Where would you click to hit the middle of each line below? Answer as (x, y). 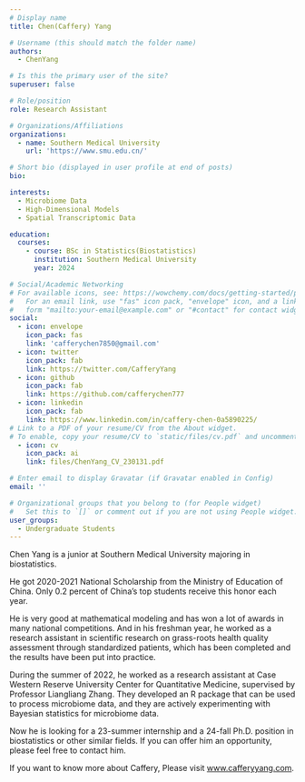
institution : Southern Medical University (115, 260)
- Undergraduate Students (67, 528)
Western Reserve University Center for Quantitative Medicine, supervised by (152, 685)
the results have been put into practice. (83, 657)
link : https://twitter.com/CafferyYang (101, 369)
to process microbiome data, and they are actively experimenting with (140, 704)
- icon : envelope (50, 327)
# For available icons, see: (64, 293)
